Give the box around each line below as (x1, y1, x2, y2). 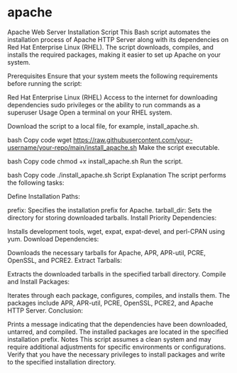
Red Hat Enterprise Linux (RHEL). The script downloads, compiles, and (7, 43, 214, 51)
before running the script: (7, 79, 82, 87)
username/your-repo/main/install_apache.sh (7, 143, 137, 151)
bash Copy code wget (7, 136, 72, 144)
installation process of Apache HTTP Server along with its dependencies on (7, 35, 229, 43)
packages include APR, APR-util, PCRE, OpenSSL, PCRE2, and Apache (7, 298, 214, 307)
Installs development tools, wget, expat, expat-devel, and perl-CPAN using (7, 227, 226, 235)
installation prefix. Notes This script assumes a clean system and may (7, 335, 211, 343)
